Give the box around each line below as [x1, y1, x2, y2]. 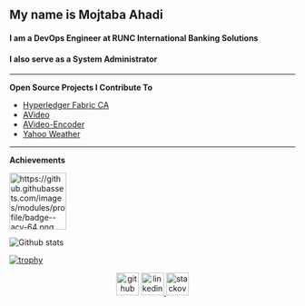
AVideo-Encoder [22, 119, 85, 130]
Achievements [9, 154, 66, 166]
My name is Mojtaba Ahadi [9, 7, 163, 23]
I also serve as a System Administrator [9, 54, 158, 64]
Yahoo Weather [22, 129, 81, 140]
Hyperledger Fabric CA [22, 100, 110, 111]
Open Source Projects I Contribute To [9, 82, 152, 94]
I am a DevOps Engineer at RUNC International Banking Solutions [9, 32, 259, 44]
